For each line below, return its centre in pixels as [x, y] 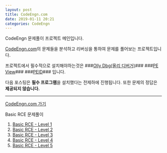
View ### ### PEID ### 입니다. [36, 72]
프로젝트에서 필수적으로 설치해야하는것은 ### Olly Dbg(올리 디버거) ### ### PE [82, 66]
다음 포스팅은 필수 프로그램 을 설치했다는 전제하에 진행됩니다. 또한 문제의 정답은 [81, 82]
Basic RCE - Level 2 [33, 130]
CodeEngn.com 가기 [26, 104]
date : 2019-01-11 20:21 [30, 19]
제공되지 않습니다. [23, 89]
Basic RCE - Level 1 [32, 124]
